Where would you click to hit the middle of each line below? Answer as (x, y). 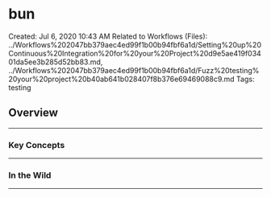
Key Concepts (37, 145)
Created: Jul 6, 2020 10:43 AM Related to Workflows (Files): (108, 36)
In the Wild (30, 175)
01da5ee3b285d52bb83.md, (56, 62)
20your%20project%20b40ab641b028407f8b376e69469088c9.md (122, 79)
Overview (33, 113)
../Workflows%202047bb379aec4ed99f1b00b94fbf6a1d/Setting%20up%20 (135, 44)
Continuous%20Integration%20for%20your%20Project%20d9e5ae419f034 (135, 53)
